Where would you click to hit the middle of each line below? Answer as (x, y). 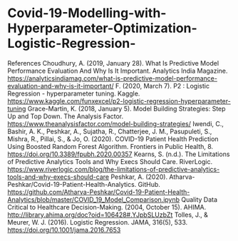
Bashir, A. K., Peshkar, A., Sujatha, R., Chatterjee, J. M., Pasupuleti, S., (110, 131)
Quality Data (200, 199)
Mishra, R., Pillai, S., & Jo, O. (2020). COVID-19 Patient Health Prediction (113, 139)
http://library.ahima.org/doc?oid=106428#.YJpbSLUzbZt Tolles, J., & (108, 215)
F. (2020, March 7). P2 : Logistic (162, 86)
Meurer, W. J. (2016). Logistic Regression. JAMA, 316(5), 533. (98, 222)
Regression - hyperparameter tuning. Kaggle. (74, 93)
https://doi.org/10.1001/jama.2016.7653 (64, 230)
